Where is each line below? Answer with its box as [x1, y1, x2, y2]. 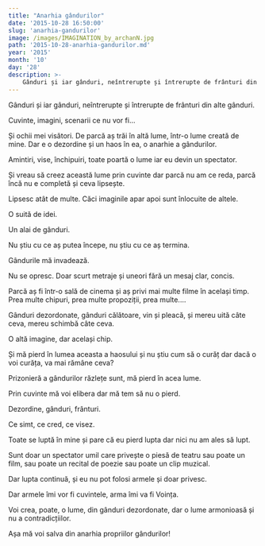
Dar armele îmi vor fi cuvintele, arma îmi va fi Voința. [8, 490, 179, 499]
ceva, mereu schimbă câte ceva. [8, 319, 115, 328]
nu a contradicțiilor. [8, 513, 71, 523]
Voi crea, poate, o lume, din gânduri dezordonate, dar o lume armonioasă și [8, 505, 255, 514]
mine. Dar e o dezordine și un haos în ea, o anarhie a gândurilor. [8, 139, 217, 149]
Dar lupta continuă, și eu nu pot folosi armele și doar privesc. [8, 474, 208, 483]
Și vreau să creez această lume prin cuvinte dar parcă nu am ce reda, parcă [8, 170, 256, 180]
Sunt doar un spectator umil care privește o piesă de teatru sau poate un [8, 450, 246, 459]
